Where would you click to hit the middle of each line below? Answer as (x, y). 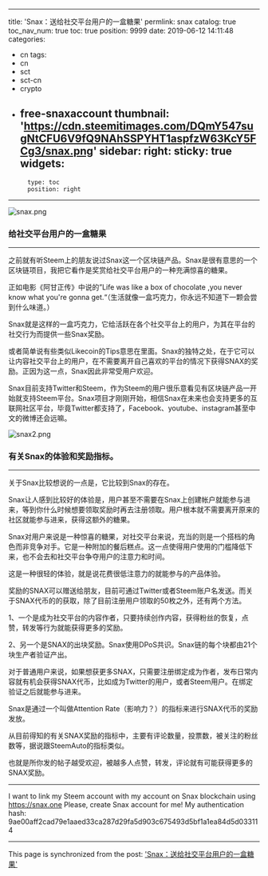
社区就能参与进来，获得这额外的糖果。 (71, 520)
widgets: (42, 164)
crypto (31, 88)
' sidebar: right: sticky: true (163, 152)
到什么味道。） (31, 307)
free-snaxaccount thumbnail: (95, 114)
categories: (27, 39)
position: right (54, 189)
